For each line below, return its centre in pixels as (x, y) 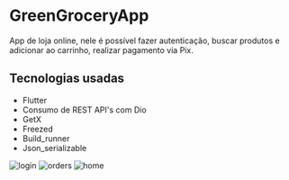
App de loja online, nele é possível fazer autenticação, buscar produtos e (145, 40)
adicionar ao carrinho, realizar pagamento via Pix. (101, 49)
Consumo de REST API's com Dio (84, 110)
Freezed (38, 129)
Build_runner (46, 138)
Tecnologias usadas (67, 79)
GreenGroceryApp (79, 16)
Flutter (35, 100)
